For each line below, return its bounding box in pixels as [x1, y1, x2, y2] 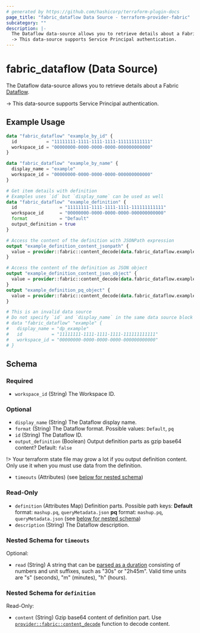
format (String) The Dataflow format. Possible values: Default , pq [14, 425, 174, 432]
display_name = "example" [11, 166, 76, 172]
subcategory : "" [6, 20, 46, 26]
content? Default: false [14, 444, 73, 451]
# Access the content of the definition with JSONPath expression [6, 237, 174, 244]
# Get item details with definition [6, 188, 97, 194]
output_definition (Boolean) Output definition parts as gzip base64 [14, 438, 182, 445]
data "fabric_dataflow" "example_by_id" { [6, 133, 113, 139]
